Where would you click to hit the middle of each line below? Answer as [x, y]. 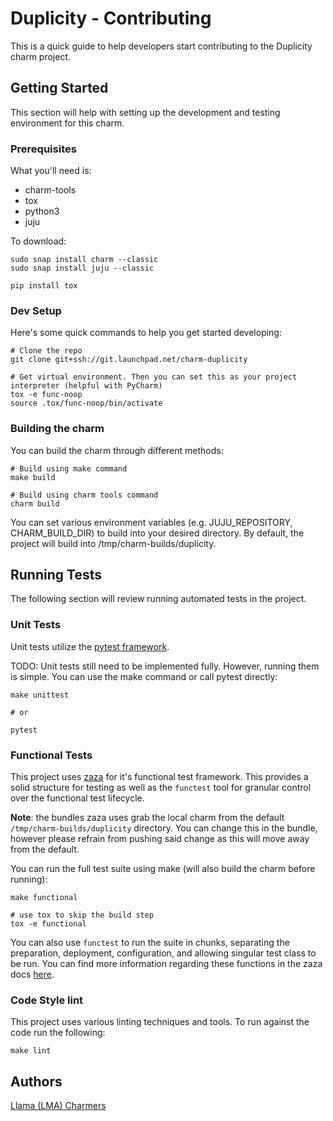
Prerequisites [43, 149]
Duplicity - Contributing [111, 18]
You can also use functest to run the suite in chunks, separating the [150, 943]
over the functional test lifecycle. [77, 798]
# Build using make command [69, 468]
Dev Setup [36, 310]
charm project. [40, 56]
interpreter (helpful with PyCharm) [86, 386]
